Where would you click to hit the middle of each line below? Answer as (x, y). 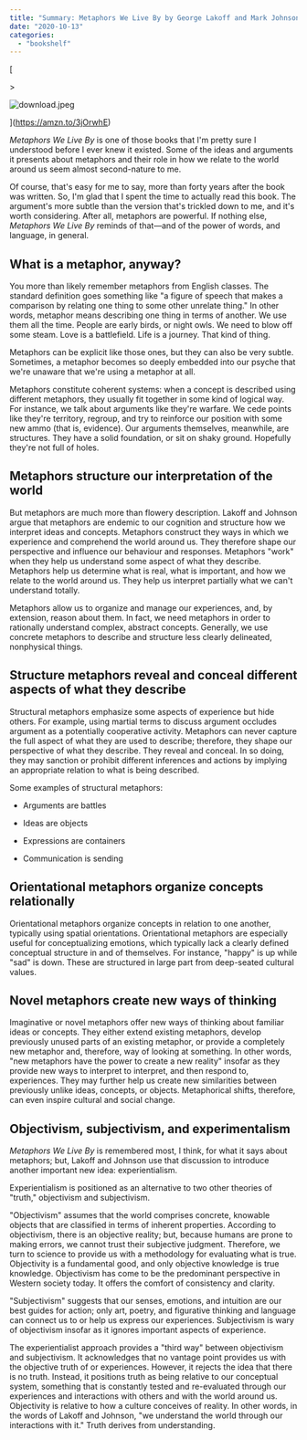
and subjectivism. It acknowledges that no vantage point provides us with (148, 1358)
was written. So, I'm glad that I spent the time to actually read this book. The (153, 196)
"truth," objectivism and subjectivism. (80, 1198)
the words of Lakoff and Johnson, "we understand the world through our (146, 1415)
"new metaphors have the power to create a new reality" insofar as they (145, 1061)
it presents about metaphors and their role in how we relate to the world (144, 160)
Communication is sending (73, 858)
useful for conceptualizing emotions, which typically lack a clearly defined (149, 942)
